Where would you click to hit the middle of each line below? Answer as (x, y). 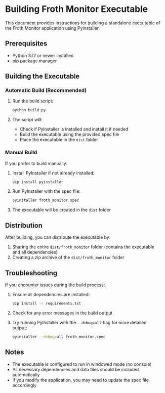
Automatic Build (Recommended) (46, 90)
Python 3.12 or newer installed (43, 55)
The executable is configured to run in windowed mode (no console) (82, 364)
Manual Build (21, 153)
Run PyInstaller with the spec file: (46, 191)
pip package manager (35, 61)
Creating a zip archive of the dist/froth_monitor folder (68, 258)
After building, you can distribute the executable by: (58, 237)
